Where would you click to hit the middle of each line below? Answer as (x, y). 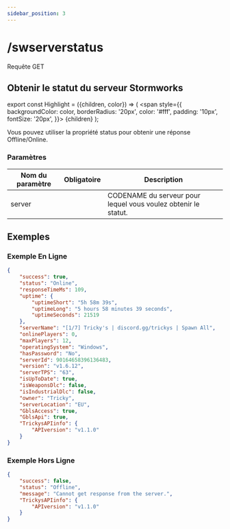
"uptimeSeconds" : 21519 (65, 315)
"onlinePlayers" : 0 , (49, 334)
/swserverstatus (55, 47)
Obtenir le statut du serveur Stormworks (95, 87)
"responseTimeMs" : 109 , (53, 290)
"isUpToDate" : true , (49, 379)
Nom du (34, 175)
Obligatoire (82, 179)
